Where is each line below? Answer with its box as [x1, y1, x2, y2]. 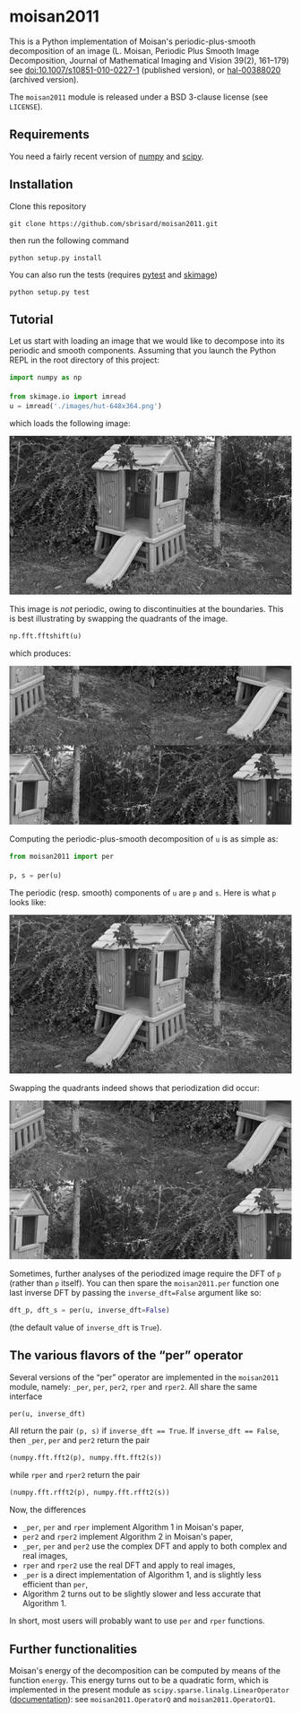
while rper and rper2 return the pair [9, 1470, 141, 1481]
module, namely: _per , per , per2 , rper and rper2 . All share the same [9, 1381, 258, 1392]
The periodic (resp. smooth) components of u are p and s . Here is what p [9, 887, 277, 898]
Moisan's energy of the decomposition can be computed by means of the [9, 1665, 280, 1675]
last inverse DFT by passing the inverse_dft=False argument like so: [9, 1287, 262, 1298]
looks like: [9, 896, 47, 907]
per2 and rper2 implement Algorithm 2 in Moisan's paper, [21, 1532, 233, 1543]
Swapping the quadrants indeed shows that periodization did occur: [9, 1082, 260, 1093]
